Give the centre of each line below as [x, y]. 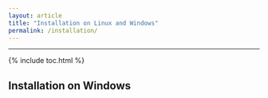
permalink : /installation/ [53, 30]
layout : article [35, 16]
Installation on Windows [70, 86]
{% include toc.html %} [47, 61]
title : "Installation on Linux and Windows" [83, 23]
